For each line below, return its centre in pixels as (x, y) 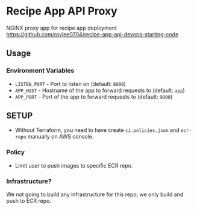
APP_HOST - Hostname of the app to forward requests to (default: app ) (100, 90)
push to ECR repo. (29, 201)
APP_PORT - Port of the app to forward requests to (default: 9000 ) (94, 97)
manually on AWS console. (61, 137)
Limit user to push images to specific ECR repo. (74, 165)
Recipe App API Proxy (62, 11)
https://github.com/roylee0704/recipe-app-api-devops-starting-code (92, 34)
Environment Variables (40, 71)
